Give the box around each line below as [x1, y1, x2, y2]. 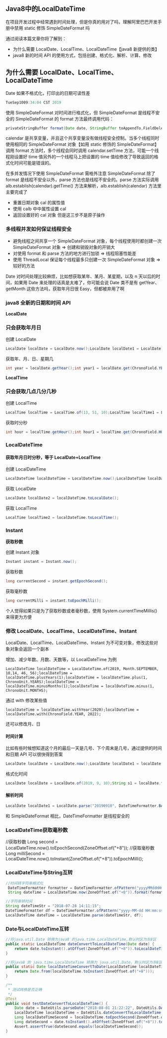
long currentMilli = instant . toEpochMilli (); [5, 598, 101, 603]
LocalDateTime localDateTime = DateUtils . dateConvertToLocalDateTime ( [14, 1010, 164, 1015]
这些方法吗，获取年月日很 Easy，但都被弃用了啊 [26, 286, 124, 292]
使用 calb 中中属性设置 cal [12, 206, 66, 212]
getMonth [5, 286, 26, 292]
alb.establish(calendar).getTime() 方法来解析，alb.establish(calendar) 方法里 [5, 183, 162, 189]
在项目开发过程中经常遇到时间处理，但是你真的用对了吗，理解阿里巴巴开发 [5, 19, 158, 25]
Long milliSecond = [5, 851, 45, 856]
